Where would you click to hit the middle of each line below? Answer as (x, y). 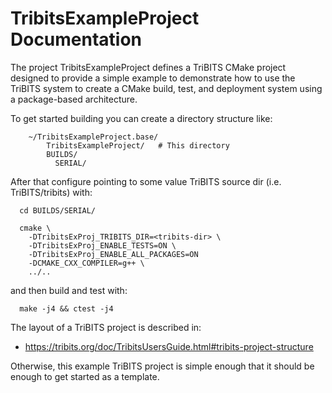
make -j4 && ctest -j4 (66, 308)
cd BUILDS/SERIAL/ (58, 210)
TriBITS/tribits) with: (51, 192)
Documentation (76, 39)
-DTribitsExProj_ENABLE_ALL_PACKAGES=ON (113, 254)
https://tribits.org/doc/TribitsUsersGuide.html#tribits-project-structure (169, 346)
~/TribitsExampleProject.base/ (93, 137)
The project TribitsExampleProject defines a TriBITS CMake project (148, 67)
